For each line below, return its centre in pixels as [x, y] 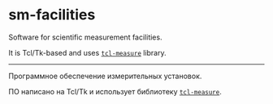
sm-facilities [52, 15]
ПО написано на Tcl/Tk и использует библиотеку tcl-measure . [115, 91]
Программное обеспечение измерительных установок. [105, 76]
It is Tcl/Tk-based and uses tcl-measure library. [87, 52]
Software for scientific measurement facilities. [85, 37]
